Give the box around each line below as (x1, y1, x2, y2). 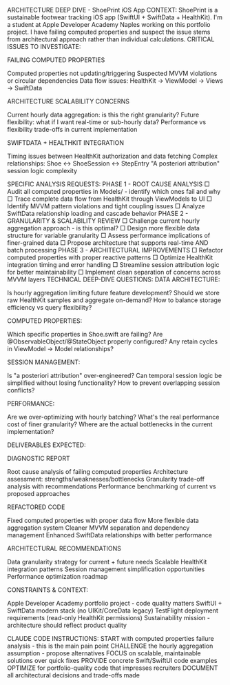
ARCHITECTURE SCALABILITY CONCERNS (7, 97, 129, 106)
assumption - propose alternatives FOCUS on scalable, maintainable (7, 649, 201, 657)
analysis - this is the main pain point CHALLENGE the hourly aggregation (7, 642, 213, 650)
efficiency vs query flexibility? (7, 304, 92, 311)
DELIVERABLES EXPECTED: (7, 441, 86, 449)
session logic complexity (7, 167, 78, 175)
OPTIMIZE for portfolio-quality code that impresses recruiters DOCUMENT (7, 664, 218, 672)
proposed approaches (7, 490, 70, 497)
